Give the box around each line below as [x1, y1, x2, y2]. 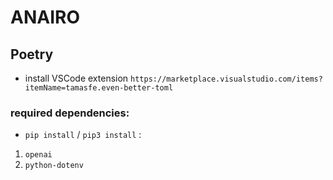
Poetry [10, 46, 54, 63]
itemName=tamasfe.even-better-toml [24, 83, 174, 93]
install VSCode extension [24, 72, 129, 84]
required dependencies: [10, 106, 130, 120]
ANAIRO [10, 6, 80, 29]
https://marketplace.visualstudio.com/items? [130, 74, 323, 84]
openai [24, 150, 53, 160]
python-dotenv [24, 161, 84, 171]
